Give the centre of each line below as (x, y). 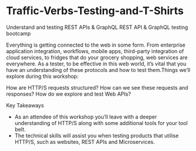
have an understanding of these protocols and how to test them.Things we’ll (98, 70)
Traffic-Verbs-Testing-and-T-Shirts (95, 11)
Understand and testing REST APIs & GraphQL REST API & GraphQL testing (97, 27)
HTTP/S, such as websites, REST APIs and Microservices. (84, 142)
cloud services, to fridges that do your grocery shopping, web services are (97, 57)
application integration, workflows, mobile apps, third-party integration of (95, 51)
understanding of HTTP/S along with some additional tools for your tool (101, 123)
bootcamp (19, 33)
